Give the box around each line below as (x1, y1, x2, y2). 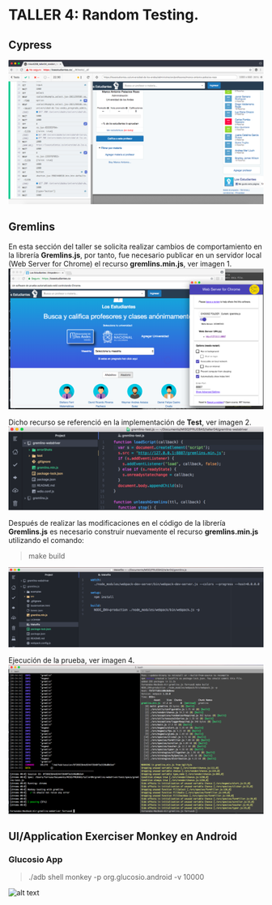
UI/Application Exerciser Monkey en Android (8, 829, 237, 843)
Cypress (8, 38, 53, 52)
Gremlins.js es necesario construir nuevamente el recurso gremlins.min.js (8, 527, 259, 536)
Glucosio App (8, 853, 63, 864)
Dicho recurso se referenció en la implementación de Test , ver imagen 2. (8, 417, 253, 427)
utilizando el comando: (8, 536, 85, 545)
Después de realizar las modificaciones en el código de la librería (8, 519, 226, 528)
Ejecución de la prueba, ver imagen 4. (8, 655, 135, 665)
